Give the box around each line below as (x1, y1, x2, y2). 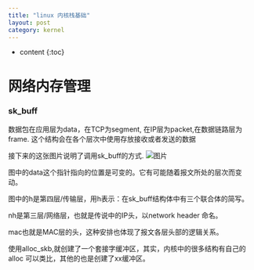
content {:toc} (19, 48, 65, 57)
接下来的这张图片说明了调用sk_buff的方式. (8, 150, 144, 160)
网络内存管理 (8, 77, 92, 95)
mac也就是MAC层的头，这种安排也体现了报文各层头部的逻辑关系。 (8, 227, 223, 236)
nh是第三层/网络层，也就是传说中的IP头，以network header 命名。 (8, 211, 223, 220)
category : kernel (8, 26, 65, 34)
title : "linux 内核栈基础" (8, 11, 90, 20)
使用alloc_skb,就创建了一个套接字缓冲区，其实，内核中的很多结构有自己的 (8, 243, 247, 253)
